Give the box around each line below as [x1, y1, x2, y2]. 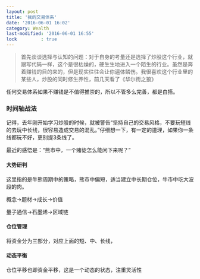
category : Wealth [6, 25, 49, 31]
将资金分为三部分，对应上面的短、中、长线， [6, 237, 116, 244]
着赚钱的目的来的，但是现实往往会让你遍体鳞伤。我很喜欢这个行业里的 [20, 68, 193, 75]
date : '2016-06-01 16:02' [6, 20, 70, 26]
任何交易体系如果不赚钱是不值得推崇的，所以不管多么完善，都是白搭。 [6, 88, 179, 95]
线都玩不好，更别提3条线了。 [6, 134, 77, 141]
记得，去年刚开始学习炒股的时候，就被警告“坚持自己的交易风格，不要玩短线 [6, 119, 192, 126]
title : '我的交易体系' [6, 14, 57, 20]
